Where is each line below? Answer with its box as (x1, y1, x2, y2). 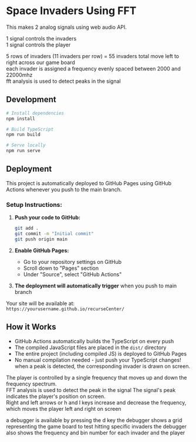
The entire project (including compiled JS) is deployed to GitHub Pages (14, 350, 187, 357)
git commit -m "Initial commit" (14, 230, 94, 236)
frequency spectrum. (6, 380, 57, 387)
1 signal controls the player (6, 41, 71, 48)
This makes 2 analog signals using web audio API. (6, 24, 127, 31)
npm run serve (6, 148, 41, 154)
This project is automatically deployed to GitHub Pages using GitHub (6, 179, 172, 186)
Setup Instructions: (6, 200, 63, 209)
